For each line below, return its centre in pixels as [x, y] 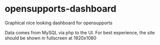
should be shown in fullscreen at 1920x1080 [51, 38]
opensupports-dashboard [61, 9]
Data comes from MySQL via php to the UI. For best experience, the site [80, 32]
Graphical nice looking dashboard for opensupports [58, 23]
